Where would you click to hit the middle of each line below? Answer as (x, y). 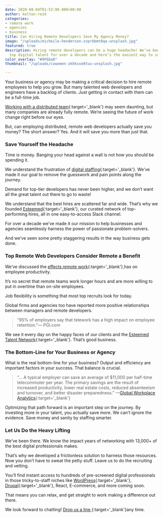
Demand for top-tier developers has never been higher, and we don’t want (79, 189)
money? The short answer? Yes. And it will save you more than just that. (77, 132)
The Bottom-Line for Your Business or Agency (60, 352)
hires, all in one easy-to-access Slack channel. (75, 214)
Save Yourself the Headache (39, 144)
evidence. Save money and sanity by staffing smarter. (59, 418)
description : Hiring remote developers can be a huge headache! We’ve (78, 50)
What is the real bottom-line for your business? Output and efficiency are (78, 363)
